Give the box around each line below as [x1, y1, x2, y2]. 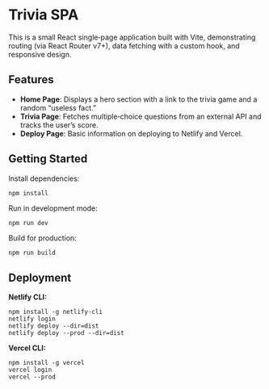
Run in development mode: [8, 203, 99, 213]
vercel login [8, 366, 53, 374]
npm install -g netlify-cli [8, 308, 103, 316]
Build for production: [8, 233, 77, 243]
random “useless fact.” [19, 102, 97, 112]
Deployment [8, 270, 72, 284]
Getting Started [8, 152, 88, 166]
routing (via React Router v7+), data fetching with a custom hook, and [8, 40, 240, 50]
